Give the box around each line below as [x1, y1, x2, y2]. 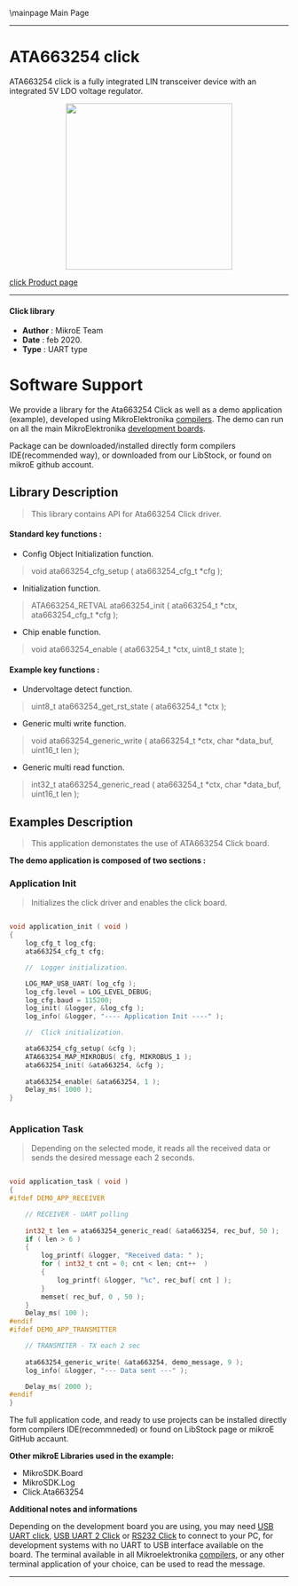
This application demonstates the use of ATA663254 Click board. [30, 838, 270, 849]
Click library [9, 305, 56, 316]
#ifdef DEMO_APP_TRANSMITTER [9, 1325, 117, 1334]
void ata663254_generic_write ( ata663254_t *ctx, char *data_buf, [30, 735, 274, 746]
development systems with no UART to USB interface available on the [9, 1540, 264, 1551]
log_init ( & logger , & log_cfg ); [25, 1004, 145, 1013]
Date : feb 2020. [21, 334, 82, 345]
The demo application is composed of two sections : [9, 855, 207, 866]
